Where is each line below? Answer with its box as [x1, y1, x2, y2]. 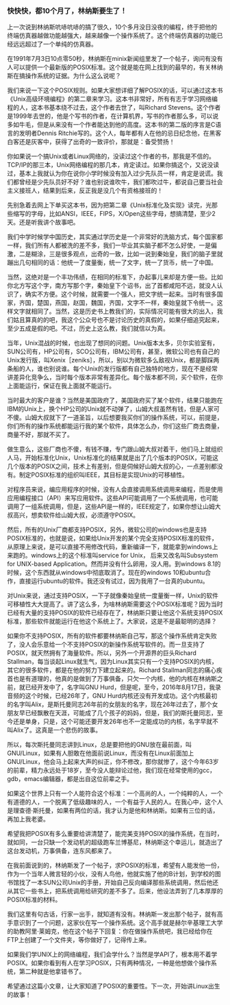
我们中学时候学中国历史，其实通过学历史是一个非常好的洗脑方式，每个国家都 [7, 233, 223, 241]
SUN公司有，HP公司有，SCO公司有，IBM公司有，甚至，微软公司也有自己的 [7, 347, 220, 356]
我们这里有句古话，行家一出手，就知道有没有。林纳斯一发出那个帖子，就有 [7, 910, 217, 919]
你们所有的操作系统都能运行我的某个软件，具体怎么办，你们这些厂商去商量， [7, 422, 223, 430]
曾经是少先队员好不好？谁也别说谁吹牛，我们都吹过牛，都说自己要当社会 [18, 178, 223, 186]
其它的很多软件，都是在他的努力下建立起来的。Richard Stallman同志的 [7, 666, 205, 674]
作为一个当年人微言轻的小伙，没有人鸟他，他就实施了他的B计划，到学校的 [7, 870, 216, 878]
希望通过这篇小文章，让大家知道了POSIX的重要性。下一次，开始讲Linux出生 [7, 982, 220, 991]
